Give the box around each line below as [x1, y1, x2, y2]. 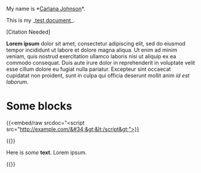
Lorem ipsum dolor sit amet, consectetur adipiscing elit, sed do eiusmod [6, 40, 186, 47]
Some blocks [6, 99, 73, 113]
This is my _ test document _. [6, 17, 75, 23]
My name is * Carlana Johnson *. [6, 5, 85, 12]
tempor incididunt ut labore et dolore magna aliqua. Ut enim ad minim [6, 46, 178, 53]
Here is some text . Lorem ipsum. [6, 148, 87, 156]
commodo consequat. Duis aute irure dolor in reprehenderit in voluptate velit [6, 59, 195, 66]
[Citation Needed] [6, 28, 51, 35]
